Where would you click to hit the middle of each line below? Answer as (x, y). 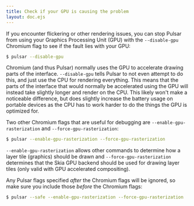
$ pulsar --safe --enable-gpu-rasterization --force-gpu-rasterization (95, 197)
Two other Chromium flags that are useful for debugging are (78, 123)
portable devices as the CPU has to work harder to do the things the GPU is (97, 105)
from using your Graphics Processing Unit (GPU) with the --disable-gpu (92, 40)
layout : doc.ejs (26, 17)
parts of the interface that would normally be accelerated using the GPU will (97, 86)
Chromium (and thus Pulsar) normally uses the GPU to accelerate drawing (95, 68)
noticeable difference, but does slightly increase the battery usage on (89, 99)
